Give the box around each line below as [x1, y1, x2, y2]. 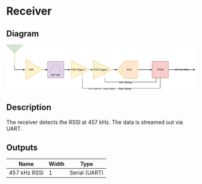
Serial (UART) [69, 169, 104, 177]
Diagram [6, 29, 39, 39]
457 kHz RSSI [8, 169, 44, 177]
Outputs [6, 142, 38, 152]
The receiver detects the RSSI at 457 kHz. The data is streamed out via [6, 118, 183, 126]
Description [6, 102, 51, 113]
